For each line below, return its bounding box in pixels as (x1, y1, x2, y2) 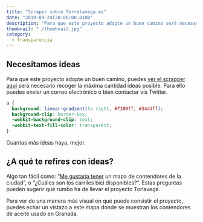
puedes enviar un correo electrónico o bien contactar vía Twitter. (6, 88, 168, 96)
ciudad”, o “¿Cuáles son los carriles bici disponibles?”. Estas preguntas (6, 179, 182, 186)
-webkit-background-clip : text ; (11, 117, 94, 123)
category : (6, 31, 31, 38)
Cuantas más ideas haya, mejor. (6, 139, 86, 146)
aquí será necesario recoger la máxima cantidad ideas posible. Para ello (6, 82, 185, 89)
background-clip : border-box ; (11, 111, 88, 117)
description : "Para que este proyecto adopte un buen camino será (6, 20, 177, 26)
